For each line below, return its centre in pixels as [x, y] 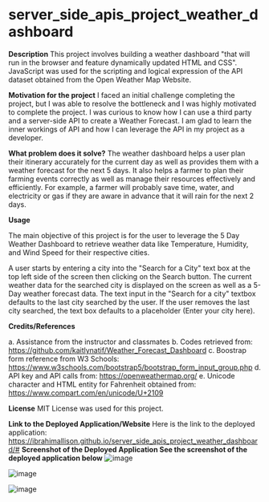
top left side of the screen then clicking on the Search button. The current [130, 276]
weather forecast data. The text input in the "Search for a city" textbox [139, 294]
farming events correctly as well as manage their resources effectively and [132, 179]
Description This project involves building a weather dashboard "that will [129, 54]
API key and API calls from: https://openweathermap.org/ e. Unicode [122, 375]
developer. [26, 137]
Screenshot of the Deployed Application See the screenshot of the [134, 449]
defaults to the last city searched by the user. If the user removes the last [129, 302]
